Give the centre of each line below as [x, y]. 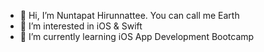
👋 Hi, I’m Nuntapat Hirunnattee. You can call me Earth [129, 15]
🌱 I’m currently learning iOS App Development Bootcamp [137, 36]
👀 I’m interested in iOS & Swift [81, 26]
